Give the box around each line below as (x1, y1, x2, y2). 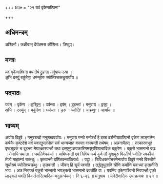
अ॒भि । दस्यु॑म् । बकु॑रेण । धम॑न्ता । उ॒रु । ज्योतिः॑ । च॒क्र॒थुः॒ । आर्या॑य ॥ (5, 107, 115, 113)
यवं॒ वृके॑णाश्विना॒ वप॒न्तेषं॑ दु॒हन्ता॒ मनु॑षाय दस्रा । (5, 69, 72, 75)
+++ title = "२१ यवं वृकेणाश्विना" (5, 5, 61, 10)
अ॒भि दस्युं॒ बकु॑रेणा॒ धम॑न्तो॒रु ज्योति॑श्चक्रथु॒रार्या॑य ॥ (5, 74, 78, 80)
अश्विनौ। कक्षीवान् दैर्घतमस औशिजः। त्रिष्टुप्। (5, 41, 75, 47)
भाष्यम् (5, 122, 19, 130)
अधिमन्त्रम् (5, 28, 28, 37)
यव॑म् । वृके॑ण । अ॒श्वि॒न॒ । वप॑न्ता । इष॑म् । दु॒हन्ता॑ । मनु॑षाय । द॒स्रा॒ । (5, 102, 112, 107)
